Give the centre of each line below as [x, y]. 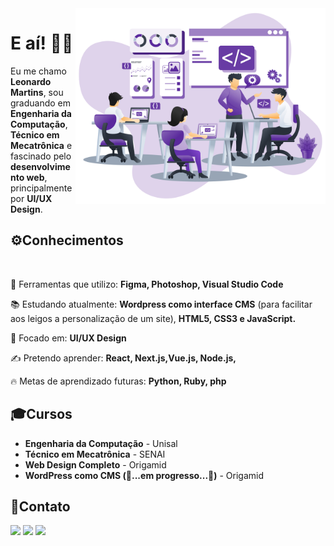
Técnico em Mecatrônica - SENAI [95, 454]
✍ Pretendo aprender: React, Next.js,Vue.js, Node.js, [123, 358]
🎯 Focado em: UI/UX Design [68, 338]
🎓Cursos [41, 414]
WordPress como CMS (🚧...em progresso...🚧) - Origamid [144, 475]
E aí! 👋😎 [42, 43]
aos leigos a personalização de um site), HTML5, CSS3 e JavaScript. [153, 318]
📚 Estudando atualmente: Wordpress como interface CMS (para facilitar [161, 304]
